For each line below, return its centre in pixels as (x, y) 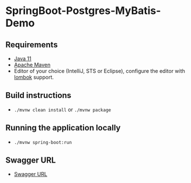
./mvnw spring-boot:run (43, 142)
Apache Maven (32, 65)
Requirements (32, 45)
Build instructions (38, 95)
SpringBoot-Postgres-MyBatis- (83, 11)
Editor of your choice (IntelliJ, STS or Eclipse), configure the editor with (99, 71)
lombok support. (34, 77)
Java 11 (22, 59)
